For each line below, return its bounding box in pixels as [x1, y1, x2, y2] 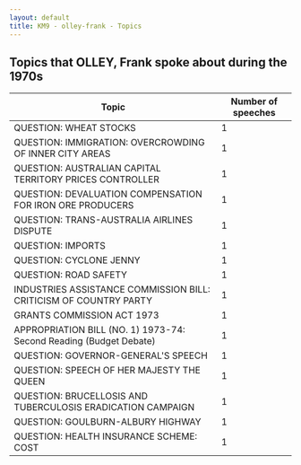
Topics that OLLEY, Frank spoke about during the [9, 55, 288, 70]
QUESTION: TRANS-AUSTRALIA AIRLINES [13, 214, 193, 226]
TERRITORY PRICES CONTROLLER [13, 173, 159, 186]
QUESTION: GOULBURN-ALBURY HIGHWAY [13, 416, 202, 428]
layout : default [9, 13, 70, 22]
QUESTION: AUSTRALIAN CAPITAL [13, 162, 161, 175]
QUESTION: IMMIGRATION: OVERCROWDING [13, 136, 205, 149]
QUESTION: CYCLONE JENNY [13, 254, 141, 267]
